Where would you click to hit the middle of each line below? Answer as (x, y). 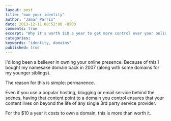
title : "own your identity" (35, 15)
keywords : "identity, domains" (38, 43)
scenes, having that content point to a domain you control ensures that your (85, 98)
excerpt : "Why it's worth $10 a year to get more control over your (79, 33)
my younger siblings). (28, 73)
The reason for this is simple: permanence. (50, 83)
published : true (22, 48)
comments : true (21, 29)
